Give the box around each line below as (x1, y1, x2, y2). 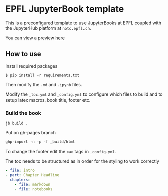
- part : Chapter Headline (5, 172, 59, 177)
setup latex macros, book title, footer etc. (5, 96, 91, 103)
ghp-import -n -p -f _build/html (5, 139, 75, 144)
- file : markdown (14, 182, 51, 187)
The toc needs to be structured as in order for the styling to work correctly (5, 158, 159, 164)
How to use (5, 50, 41, 58)
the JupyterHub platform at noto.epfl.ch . (5, 25, 92, 31)
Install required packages (5, 63, 58, 69)
